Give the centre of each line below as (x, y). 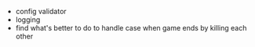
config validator (41, 11)
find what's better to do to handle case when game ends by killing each (131, 28)
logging (28, 20)
